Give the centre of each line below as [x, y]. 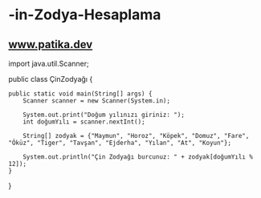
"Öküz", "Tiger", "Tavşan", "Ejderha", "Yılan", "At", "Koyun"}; [120, 143]
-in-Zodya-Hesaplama [85, 15]
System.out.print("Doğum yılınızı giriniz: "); [104, 115]
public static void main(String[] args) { [80, 94]
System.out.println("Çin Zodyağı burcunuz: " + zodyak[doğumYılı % [138, 157]
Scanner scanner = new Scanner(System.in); [97, 101]
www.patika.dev [51, 44]
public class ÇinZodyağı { [51, 79]
